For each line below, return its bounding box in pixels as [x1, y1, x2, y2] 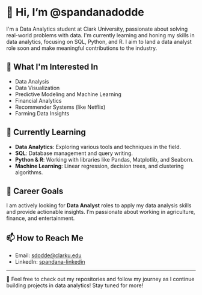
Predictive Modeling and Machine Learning [14, 90, 122, 98]
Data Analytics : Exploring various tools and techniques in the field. [14, 143, 182, 150]
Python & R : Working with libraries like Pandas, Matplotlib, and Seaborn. [14, 156, 194, 163]
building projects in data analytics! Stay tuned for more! [6, 282, 144, 289]
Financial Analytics [14, 97, 62, 104]
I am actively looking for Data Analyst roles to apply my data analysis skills [6, 202, 192, 209]
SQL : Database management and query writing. [14, 150, 133, 157]
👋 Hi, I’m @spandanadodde [6, 5, 144, 19]
